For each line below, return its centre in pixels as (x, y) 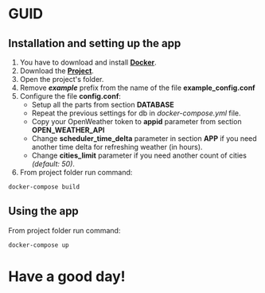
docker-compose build (44, 187)
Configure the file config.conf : (70, 96)
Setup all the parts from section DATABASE (103, 105)
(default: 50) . (53, 164)
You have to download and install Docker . (88, 62)
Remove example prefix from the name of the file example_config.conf (138, 88)
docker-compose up (39, 245)
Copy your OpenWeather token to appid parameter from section (136, 121)
